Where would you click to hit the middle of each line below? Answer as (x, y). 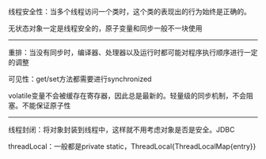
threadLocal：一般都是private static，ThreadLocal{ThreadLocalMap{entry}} (132, 146)
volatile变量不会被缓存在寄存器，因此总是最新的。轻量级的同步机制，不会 (127, 96)
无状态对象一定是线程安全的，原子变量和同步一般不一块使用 (105, 28)
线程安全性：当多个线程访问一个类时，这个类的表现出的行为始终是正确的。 (129, 11)
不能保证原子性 (46, 105)
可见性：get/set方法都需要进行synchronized (80, 79)
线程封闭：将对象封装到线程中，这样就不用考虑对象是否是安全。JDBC (122, 129)
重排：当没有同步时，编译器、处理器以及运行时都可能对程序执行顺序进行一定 (133, 52)
